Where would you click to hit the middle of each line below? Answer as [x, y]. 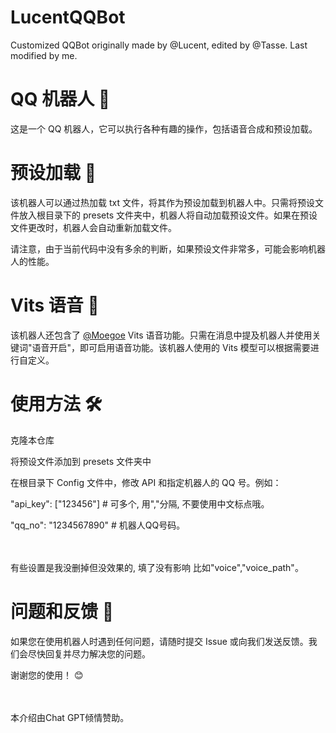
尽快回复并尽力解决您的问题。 [89, 653]
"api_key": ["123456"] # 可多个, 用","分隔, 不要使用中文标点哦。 [140, 503]
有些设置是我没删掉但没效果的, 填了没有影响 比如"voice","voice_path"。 [157, 567]
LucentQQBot [68, 17]
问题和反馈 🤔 [62, 611]
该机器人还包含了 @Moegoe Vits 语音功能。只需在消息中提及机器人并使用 [161, 335]
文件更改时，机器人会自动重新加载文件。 [93, 227]
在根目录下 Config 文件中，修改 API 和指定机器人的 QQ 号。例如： [146, 482]
